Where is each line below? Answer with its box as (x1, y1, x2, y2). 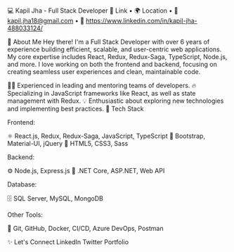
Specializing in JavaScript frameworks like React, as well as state (7, 89, 196, 97)
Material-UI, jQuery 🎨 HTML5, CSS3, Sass (7, 139, 129, 147)
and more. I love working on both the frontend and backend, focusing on (7, 60, 218, 68)
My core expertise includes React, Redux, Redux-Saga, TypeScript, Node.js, (7, 53, 228, 61)
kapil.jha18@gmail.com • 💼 (7, 17, 84, 25)
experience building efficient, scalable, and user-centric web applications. (7, 45, 222, 53)
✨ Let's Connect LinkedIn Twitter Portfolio (7, 238, 129, 246)
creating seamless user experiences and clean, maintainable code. (7, 68, 201, 76)
